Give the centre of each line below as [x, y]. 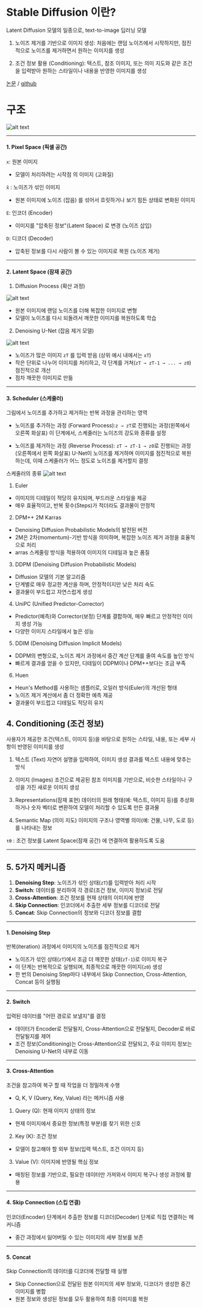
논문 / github [22, 83]
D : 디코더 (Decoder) [30, 239]
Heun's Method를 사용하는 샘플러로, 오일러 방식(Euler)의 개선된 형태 [96, 688]
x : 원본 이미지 [22, 162]
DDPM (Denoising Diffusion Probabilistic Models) [76, 564]
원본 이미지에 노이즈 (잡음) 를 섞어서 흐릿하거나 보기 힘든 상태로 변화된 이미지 [105, 200]
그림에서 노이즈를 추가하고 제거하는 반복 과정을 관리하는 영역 [77, 413]
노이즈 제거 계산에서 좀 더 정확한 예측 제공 [64, 695]
